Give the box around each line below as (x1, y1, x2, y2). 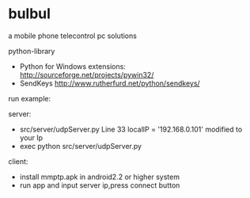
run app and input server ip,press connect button (19, 180, 180, 190)
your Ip (19, 132, 44, 143)
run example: (8, 93, 51, 103)
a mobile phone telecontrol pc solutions (8, 31, 137, 40)
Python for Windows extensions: (19, 61, 127, 71)
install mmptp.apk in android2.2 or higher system (19, 172, 180, 181)
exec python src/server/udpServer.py (19, 141, 142, 150)
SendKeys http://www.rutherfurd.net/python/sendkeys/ (19, 78, 200, 88)
